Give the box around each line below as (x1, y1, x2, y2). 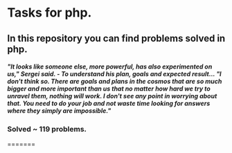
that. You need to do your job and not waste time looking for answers (7, 99, 211, 108)
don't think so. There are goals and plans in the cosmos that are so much (7, 78, 222, 86)
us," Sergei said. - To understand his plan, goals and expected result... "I (7, 70, 222, 78)
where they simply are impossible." (7, 107, 111, 115)
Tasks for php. (7, 5, 92, 21)
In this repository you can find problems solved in (7, 33, 226, 44)
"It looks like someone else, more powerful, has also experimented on (7, 62, 213, 71)
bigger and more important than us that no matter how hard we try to (7, 84, 211, 93)
